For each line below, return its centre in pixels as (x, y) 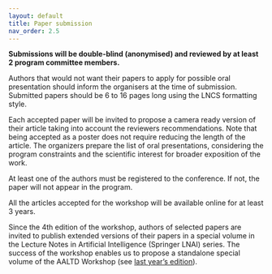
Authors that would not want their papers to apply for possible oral (120, 79)
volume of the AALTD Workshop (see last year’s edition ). (103, 262)
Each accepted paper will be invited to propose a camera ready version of (132, 120)
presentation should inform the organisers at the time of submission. (123, 87)
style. (17, 104)
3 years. (22, 212)
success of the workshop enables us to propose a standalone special (125, 253)
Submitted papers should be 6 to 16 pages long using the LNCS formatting (133, 96)
